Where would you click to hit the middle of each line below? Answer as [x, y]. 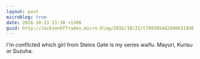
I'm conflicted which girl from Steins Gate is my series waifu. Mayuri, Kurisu [99, 45]
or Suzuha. [20, 51]
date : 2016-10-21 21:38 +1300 [44, 22]
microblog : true [26, 17]
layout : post [22, 12]
